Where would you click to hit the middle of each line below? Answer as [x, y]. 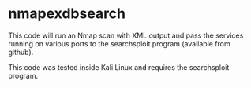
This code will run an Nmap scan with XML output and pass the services [126, 35]
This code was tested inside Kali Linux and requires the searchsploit [119, 67]
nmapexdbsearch [67, 14]
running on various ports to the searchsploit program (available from [119, 43]
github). [21, 52]
